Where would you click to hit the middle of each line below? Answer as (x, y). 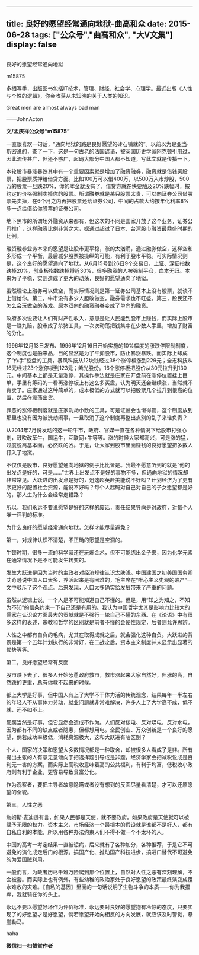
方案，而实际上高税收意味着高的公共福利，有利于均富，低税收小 (110, 764)
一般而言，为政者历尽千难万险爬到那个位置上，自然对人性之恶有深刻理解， (97, 872)
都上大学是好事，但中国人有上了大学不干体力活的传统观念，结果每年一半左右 (99, 695)
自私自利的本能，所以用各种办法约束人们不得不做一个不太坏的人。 (86, 832)
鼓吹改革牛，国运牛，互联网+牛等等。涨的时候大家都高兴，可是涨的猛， (104, 437)
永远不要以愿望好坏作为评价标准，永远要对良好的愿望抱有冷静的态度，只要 (97, 907)
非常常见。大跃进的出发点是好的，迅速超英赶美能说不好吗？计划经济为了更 (97, 480)
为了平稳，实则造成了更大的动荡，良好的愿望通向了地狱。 (81, 278)
